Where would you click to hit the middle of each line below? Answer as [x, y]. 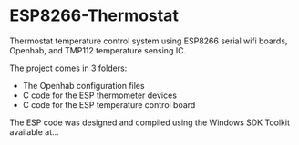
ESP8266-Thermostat [94, 16]
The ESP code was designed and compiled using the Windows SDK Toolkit [149, 122]
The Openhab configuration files [83, 85]
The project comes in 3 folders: [68, 68]
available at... [34, 131]
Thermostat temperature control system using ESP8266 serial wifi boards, [149, 41]
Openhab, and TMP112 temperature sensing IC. [98, 50]
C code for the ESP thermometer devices [100, 95]
